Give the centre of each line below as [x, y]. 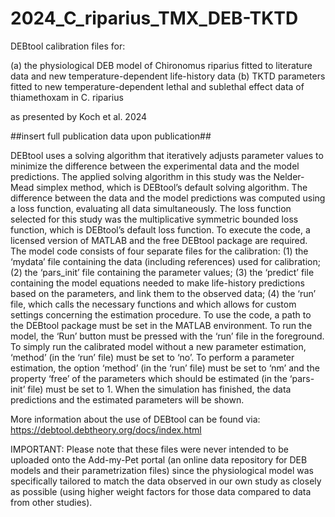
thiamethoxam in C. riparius [67, 97]
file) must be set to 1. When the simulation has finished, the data [159, 389]
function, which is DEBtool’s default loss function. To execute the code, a [160, 229]
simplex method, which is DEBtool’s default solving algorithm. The [172, 187]
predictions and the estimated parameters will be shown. [127, 399]
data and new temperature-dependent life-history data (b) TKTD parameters [168, 76]
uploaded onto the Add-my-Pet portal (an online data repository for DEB [159, 459]
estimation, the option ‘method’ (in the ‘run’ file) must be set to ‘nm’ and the [165, 368]
